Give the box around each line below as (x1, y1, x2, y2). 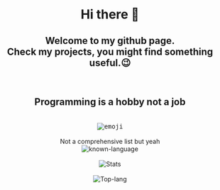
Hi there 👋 (80, 6, 140, 23)
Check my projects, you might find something (6, 45, 214, 57)
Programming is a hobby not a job (34, 96, 186, 108)
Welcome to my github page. (45, 35, 175, 47)
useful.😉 (89, 57, 131, 69)
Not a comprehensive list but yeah (60, 137, 160, 145)
